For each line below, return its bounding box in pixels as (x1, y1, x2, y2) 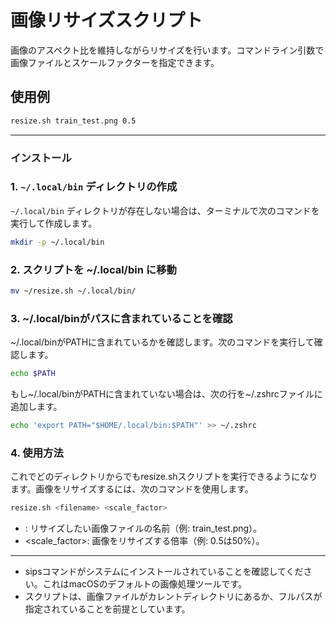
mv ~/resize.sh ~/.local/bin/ (10, 286, 137, 296)
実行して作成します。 (10, 217, 98, 229)
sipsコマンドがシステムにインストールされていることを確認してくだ (24, 566, 304, 578)
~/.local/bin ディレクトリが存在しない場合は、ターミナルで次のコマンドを (10, 204, 320, 216)
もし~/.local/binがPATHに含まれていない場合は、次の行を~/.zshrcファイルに (10, 388, 323, 400)
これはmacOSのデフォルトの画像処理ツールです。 (42, 578, 248, 590)
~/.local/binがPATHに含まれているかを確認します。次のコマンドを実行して (10, 336, 315, 348)
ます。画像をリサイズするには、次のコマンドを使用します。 (10, 483, 254, 495)
